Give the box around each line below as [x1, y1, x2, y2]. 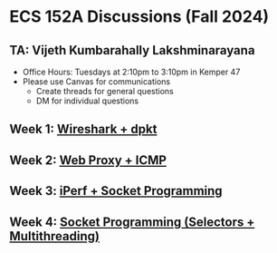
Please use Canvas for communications [22, 76, 170, 87]
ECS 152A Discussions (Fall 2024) [9, 6, 270, 27]
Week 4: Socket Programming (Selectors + [9, 214, 255, 229]
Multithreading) [9, 229, 100, 244]
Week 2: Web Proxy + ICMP [9, 152, 167, 168]
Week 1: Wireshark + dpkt [9, 122, 158, 137]
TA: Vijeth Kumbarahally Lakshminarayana [9, 43, 255, 58]
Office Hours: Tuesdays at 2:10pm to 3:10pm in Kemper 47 [22, 66, 241, 77]
